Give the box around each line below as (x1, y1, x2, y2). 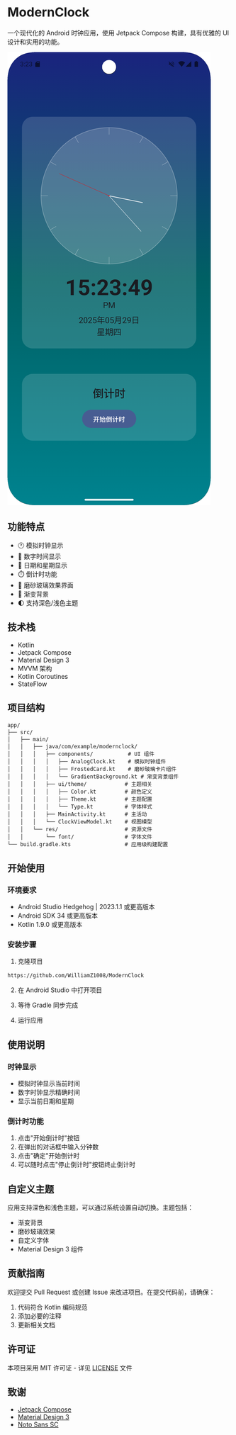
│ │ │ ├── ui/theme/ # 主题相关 (7, 781, 152, 788)
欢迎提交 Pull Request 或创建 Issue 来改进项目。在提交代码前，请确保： (7, 1288, 215, 1296)
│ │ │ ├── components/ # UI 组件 (7, 750, 154, 758)
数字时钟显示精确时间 (17, 1088, 80, 1096)
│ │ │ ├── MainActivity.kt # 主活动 (7, 811, 147, 818)
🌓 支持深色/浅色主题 (17, 598, 79, 607)
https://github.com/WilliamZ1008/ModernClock (7, 972, 144, 979)
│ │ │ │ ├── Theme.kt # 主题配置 (7, 796, 152, 803)
